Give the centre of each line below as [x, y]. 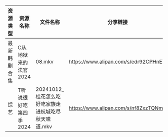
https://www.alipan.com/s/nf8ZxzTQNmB [117, 108]
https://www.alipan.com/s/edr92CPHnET [117, 61]
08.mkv [45, 61]
